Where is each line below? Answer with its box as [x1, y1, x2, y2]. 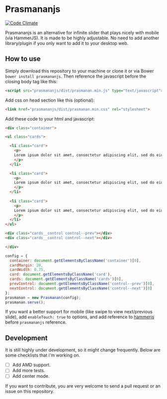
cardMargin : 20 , [9, 263, 43, 267]
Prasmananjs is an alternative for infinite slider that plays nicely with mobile [5, 29, 159, 35]
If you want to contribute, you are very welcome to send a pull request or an [5, 383, 161, 389]
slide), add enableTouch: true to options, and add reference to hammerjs [5, 314, 155, 320]
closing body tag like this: [5, 78, 58, 84]
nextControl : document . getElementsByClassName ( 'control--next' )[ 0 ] [9, 285, 153, 291]
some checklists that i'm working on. [5, 352, 81, 358]
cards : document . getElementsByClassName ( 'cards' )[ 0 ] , [9, 276, 123, 282]
